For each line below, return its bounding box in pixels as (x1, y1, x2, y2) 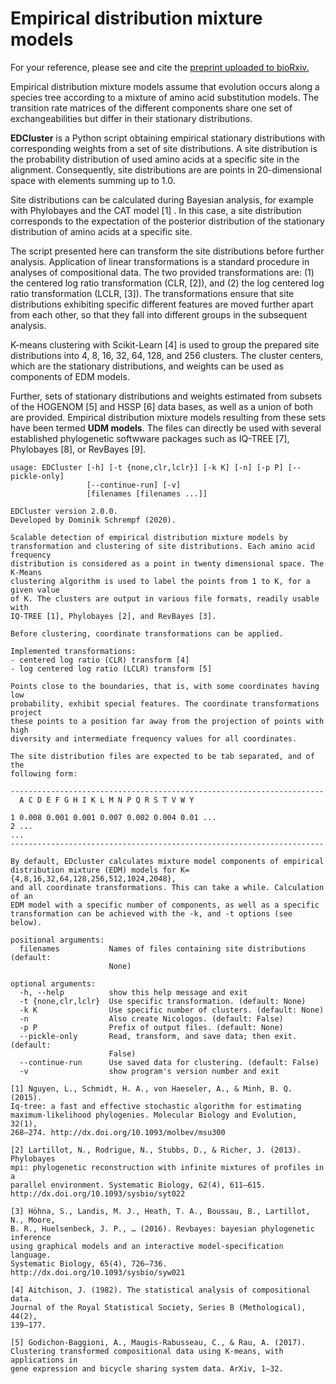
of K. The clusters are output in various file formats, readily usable (10, 593, 320, 604)
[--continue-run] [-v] (86, 480, 182, 490)
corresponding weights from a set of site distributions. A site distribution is (10, 142, 318, 154)
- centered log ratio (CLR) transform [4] (10, 655, 190, 665)
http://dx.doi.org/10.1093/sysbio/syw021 (10, 1267, 186, 1277)
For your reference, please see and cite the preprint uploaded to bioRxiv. (10, 61, 310, 73)
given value (10, 585, 60, 595)
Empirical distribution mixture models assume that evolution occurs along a (10, 80, 320, 92)
